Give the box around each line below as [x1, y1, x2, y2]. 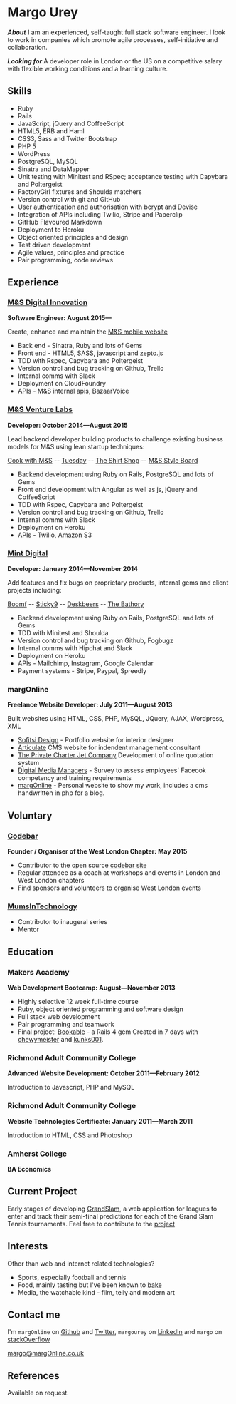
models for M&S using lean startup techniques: [7, 442, 145, 451]
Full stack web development [17, 1013, 100, 1020]
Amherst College [7, 1149, 68, 1159]
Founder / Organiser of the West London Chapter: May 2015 [7, 847, 188, 856]
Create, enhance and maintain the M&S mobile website [7, 327, 168, 336]
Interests [7, 1240, 48, 1252]
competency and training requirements [17, 774, 132, 782]
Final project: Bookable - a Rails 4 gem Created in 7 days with [17, 1028, 198, 1036]
